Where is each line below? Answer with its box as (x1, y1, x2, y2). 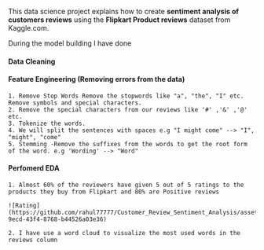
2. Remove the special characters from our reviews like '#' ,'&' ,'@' (8, 105, 247, 113)
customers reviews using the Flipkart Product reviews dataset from (8, 15, 231, 24)
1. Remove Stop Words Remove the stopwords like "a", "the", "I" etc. (8, 92, 244, 100)
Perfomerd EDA (8, 164, 60, 173)
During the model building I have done (8, 39, 132, 48)
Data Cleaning (8, 57, 56, 66)
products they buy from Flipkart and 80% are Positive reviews (8, 188, 220, 196)
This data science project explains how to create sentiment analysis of (8, 7, 240, 16)
